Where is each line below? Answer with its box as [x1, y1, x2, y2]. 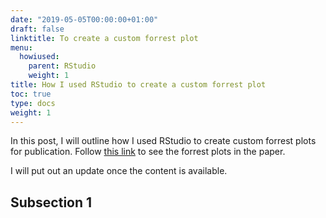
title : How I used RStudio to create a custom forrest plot [10, 80, 267, 90]
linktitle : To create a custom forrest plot [10, 33, 199, 43]
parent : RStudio [28, 61, 97, 71]
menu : [10, 42, 33, 53]
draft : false [10, 24, 65, 34]
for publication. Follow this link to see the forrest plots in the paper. [10, 146, 286, 158]
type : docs [10, 98, 56, 108]
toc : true [10, 89, 52, 99]
